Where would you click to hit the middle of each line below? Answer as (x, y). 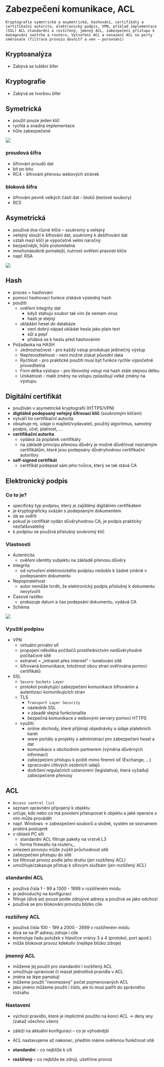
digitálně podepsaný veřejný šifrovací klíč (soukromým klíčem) (77, 414)
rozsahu (21, 992)
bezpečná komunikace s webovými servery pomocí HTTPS (87, 718)
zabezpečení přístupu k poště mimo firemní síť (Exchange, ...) (89, 759)
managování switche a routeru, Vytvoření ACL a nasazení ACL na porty (79, 35)
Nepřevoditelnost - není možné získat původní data (71, 355)
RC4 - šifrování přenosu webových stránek (56, 174)
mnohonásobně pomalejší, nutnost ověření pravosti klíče (70, 251)
